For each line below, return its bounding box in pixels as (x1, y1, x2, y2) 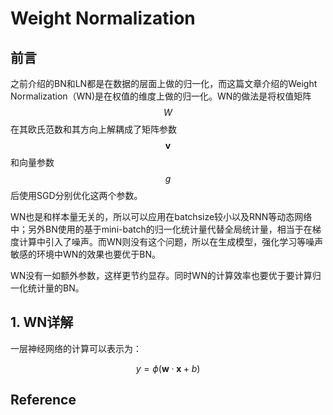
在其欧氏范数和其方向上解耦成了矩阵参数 (10, 123, 177, 135)
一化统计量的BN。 (10, 282, 85, 294)
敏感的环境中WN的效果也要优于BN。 (10, 248, 162, 260)
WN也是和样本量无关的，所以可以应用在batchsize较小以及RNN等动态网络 (10, 211, 313, 222)
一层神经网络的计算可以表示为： (10, 342, 142, 354)
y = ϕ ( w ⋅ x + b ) (135, 362, 201, 374)
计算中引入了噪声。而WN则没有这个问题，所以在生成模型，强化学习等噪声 (18, 236, 324, 247)
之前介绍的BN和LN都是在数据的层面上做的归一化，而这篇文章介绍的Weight (10, 78, 318, 89)
